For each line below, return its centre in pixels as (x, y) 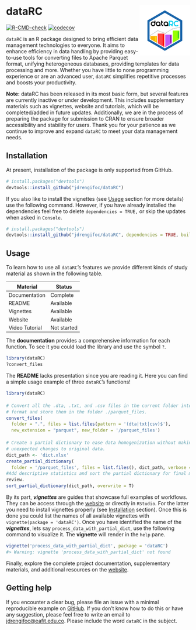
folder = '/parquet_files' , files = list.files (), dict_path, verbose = (101, 467)
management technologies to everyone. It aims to (66, 45)
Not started (64, 327)
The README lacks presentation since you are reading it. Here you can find (97, 376)
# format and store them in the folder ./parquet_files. (77, 412)
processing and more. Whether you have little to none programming (87, 70)
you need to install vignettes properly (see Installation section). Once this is (97, 510)
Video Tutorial (25, 327)
